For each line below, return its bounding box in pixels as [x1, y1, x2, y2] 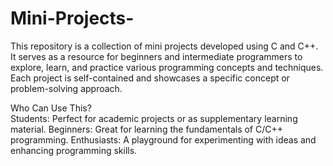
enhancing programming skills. [10, 144, 138, 156]
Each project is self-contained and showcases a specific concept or [10, 72, 290, 84]
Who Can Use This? [10, 102, 92, 114]
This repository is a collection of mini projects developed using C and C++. [10, 40, 319, 52]
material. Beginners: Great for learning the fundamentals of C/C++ [10, 123, 284, 135]
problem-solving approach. [10, 82, 123, 94]
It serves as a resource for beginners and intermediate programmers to [10, 50, 303, 62]
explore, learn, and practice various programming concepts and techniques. [10, 61, 324, 73]
